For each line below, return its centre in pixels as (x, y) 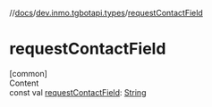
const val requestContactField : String (78, 92)
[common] (28, 73)
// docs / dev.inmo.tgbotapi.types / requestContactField (106, 13)
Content (24, 83)
